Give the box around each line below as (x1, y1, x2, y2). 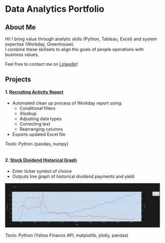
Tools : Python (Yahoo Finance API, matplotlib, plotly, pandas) (5, 232, 129, 238)
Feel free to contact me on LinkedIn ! (5, 61, 79, 67)
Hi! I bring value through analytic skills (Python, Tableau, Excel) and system (5, 36, 157, 42)
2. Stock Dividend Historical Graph (5, 157, 77, 163)
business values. (5, 52, 39, 57)
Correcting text (19, 121, 51, 127)
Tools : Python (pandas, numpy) (5, 141, 69, 147)
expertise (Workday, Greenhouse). (5, 41, 75, 47)
